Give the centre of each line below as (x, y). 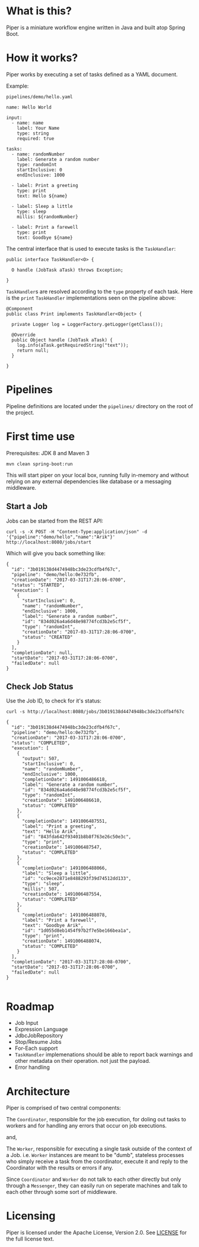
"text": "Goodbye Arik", (53, 926)
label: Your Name (38, 128)
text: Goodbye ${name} (45, 237)
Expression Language (41, 1030)
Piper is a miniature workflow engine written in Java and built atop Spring (96, 27)
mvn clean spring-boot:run (40, 464)
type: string (33, 133)
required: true (36, 138)
